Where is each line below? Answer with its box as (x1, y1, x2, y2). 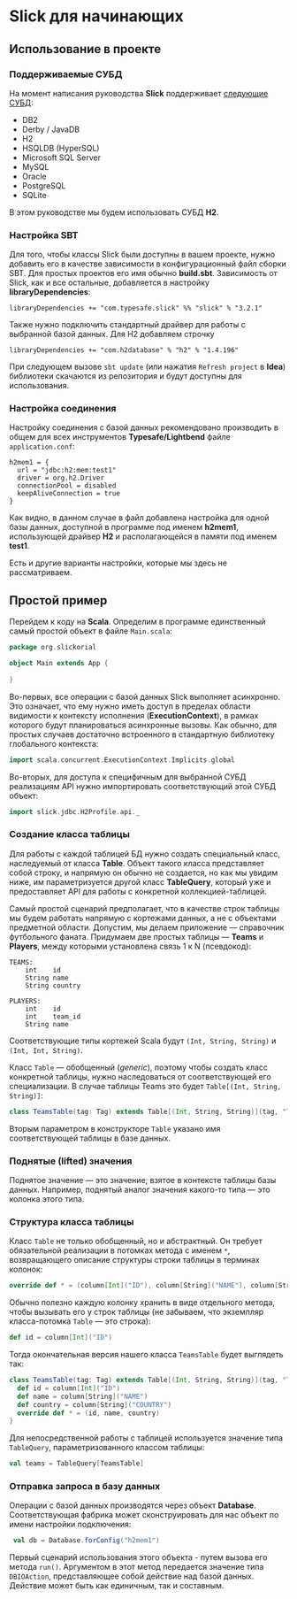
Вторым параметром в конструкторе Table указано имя (9, 1123, 221, 1134)
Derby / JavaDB (21, 124, 80, 135)
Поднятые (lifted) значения (9, 1155, 133, 1167)
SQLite (21, 189, 47, 200)
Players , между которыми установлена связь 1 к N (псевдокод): (9, 941, 252, 951)
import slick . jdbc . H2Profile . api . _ (9, 807, 141, 816)
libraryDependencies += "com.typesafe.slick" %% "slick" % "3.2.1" (9, 304, 263, 313)
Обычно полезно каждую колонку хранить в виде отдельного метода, (9, 1297, 276, 1308)
